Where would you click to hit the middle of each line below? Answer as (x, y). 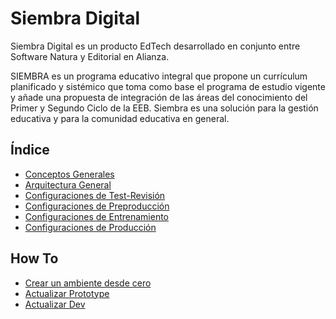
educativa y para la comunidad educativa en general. (120, 118)
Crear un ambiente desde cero (88, 283)
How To (34, 258)
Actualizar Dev (55, 304)
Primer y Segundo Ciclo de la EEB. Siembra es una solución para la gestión (164, 108)
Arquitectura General (68, 184)
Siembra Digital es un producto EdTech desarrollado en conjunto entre (155, 46)
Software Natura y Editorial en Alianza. (90, 56)
